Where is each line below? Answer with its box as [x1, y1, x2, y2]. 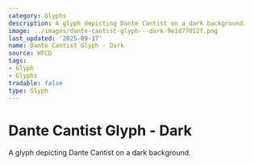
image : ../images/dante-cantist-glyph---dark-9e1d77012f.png [8, 27, 219, 35]
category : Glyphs [8, 11, 67, 20]
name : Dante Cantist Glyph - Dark [8, 42, 125, 50]
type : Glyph [8, 86, 48, 95]
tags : [8, 57, 27, 65]
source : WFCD [8, 49, 52, 57]
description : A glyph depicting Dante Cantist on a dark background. [8, 19, 248, 27]
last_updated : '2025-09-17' [8, 34, 103, 43]
